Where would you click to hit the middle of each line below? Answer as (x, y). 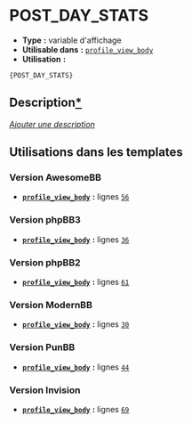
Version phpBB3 (45, 220)
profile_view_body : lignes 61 (76, 282)
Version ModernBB (51, 305)
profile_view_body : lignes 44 (76, 367)
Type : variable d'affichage (72, 40)
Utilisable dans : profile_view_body (88, 49)
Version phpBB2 (45, 262)
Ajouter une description (52, 124)
